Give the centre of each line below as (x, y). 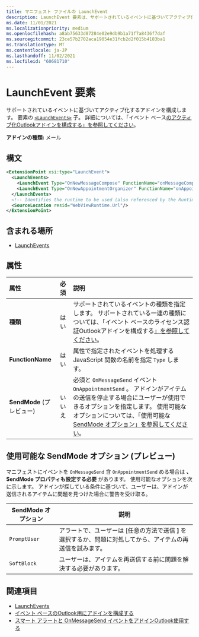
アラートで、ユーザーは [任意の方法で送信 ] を (123, 530)
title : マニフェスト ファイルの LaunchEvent (57, 12)
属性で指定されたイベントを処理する (123, 351)
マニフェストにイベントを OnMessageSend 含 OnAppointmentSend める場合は (96, 471)
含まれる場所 (30, 231)
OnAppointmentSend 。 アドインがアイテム (130, 388)
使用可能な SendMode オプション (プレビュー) (91, 456)
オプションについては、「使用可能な (122, 415)
